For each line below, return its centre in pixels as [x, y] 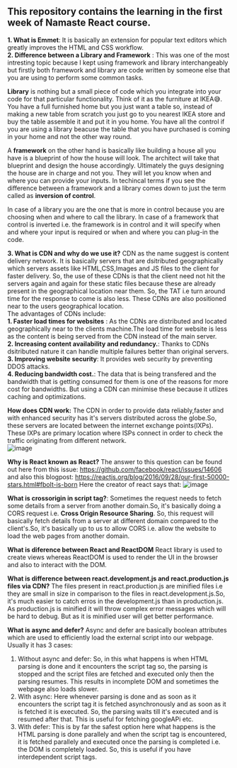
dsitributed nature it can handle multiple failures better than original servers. [118, 351]
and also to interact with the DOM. [57, 564]
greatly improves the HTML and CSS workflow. [75, 47]
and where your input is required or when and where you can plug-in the [113, 232]
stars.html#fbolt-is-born [42, 484]
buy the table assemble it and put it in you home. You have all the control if [116, 121]
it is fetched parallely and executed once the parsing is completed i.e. [119, 742]
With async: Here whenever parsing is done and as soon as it [107, 696]
